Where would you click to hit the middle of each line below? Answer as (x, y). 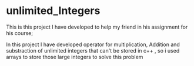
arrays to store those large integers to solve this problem (75, 57)
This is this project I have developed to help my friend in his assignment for (97, 27)
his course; (20, 33)
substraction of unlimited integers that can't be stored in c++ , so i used (93, 50)
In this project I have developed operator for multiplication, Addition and (93, 44)
